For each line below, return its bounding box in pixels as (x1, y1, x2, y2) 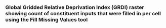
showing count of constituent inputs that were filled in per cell (5, 10, 161, 17)
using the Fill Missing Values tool (5, 16, 88, 23)
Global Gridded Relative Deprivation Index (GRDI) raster (5, 4, 144, 11)
